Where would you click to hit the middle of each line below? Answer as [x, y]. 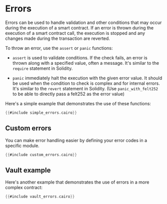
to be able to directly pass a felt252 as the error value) [68, 94]
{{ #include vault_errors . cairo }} [40, 197]
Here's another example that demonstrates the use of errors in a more [77, 182]
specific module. [22, 146]
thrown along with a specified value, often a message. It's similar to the [85, 63]
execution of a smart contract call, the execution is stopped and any [75, 33]
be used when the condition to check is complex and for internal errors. [86, 83]
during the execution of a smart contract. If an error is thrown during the [79, 27]
